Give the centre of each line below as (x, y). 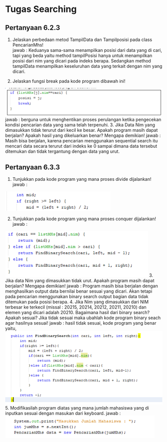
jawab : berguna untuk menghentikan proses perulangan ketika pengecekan (83, 120)
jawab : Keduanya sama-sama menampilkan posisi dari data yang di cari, (87, 50)
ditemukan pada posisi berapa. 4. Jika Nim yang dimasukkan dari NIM (77, 302)
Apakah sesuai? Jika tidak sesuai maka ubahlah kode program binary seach (83, 318)
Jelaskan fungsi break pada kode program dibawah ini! (69, 81)
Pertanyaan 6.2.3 (33, 28)
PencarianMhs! (28, 45)
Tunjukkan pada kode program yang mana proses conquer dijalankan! (84, 219)
